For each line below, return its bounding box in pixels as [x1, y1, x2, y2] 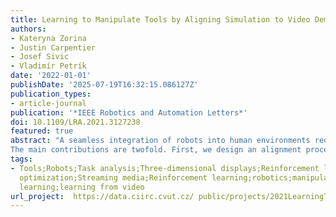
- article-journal [10, 98, 87, 108]
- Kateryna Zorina [10, 33, 87, 43]
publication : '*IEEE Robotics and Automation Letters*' [10, 107, 248, 118]
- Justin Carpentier [10, 42, 97, 53]
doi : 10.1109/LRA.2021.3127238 [10, 117, 141, 127]
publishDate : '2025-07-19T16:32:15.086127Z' [10, 80, 199, 90]
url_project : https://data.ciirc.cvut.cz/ [10, 191, 195, 201]
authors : [10, 24, 47, 34]
